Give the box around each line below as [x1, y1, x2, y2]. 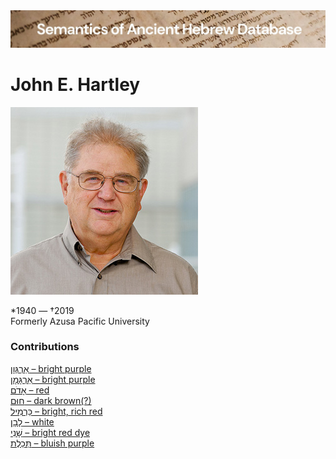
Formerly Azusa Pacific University [10, 315, 150, 327]
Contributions [10, 340, 80, 354]
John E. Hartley [10, 73, 141, 96]
